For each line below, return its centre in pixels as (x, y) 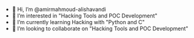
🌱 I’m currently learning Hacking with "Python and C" (78, 22)
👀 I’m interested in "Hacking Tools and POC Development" (85, 16)
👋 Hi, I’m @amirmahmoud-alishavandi (59, 9)
